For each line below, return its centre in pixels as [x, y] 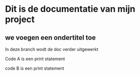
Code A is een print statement [35, 59]
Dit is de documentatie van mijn [70, 9]
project [20, 19]
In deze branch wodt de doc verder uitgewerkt [52, 49]
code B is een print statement [35, 68]
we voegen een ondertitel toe [50, 38]
